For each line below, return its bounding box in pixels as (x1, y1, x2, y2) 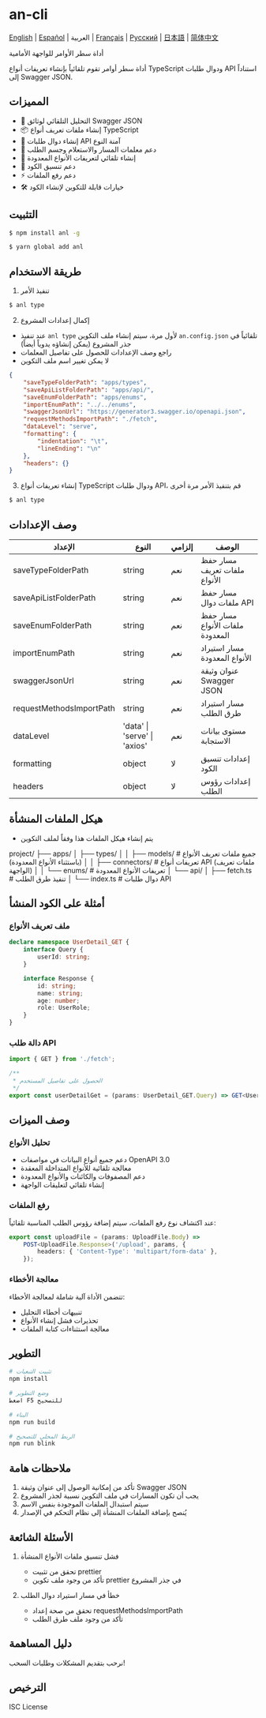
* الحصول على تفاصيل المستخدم (12, 1077, 103, 1085)
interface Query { (23, 946, 84, 954)
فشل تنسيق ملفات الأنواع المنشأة (20, 1551, 119, 1561)
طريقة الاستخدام (9, 264, 82, 278)
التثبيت (9, 208, 39, 222)
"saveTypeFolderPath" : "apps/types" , (23, 378, 148, 386)
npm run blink (9, 1439, 56, 1448)
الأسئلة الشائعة (9, 1530, 73, 1544)
